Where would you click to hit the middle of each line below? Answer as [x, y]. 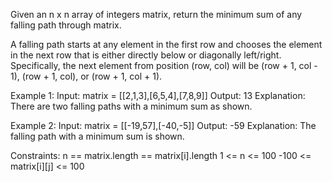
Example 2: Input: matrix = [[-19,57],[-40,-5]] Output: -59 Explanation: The [163, 125]
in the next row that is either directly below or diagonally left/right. [146, 55]
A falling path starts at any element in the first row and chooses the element [166, 44]
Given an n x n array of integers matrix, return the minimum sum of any [156, 14]
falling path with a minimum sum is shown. [97, 136]
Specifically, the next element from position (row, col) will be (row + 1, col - [164, 65]
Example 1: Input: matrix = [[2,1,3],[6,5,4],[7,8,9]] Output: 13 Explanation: [158, 95]
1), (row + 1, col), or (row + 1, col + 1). [86, 76]
